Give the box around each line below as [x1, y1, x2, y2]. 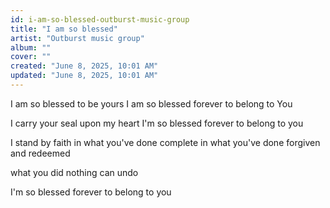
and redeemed [10, 147, 71, 159]
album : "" [10, 42, 52, 53]
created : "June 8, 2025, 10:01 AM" [10, 61, 159, 71]
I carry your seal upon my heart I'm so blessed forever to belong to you [10, 117, 304, 129]
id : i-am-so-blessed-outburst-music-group [10, 14, 190, 25]
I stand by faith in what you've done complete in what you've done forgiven [10, 136, 321, 148]
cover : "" [10, 52, 52, 62]
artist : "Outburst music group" [10, 33, 145, 43]
